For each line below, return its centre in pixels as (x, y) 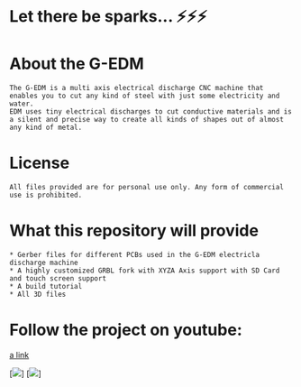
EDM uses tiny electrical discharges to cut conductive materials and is (151, 112)
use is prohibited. (46, 195)
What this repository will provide (134, 231)
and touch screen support (58, 279)
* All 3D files (38, 294)
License (40, 163)
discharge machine (44, 263)
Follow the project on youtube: (126, 330)
